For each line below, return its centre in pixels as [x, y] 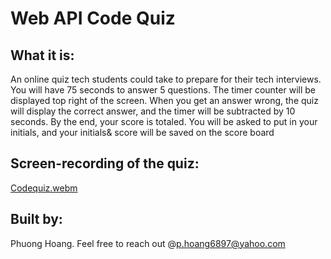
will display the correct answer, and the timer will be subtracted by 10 [153, 111]
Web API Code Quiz [93, 18]
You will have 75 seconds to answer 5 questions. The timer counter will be [163, 90]
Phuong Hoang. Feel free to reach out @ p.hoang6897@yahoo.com [148, 243]
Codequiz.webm [44, 188]
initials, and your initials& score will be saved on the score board [142, 132]
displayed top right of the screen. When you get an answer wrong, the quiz [164, 100]
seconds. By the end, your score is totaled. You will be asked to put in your [164, 121]
